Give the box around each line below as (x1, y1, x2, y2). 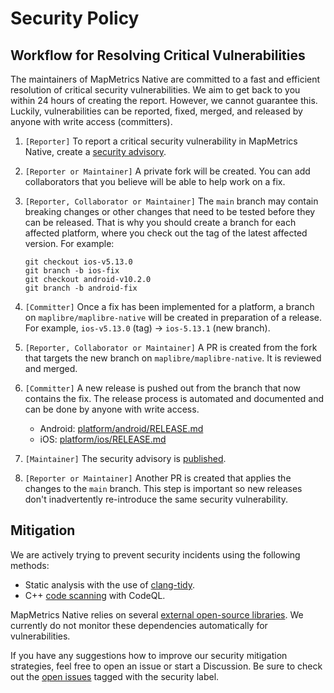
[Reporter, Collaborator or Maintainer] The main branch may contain (24, 195, 319, 207)
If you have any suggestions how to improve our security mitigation (10, 649, 288, 661)
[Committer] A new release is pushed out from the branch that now (24, 382, 302, 394)
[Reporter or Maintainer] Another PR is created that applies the (24, 472, 292, 484)
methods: (10, 559, 50, 571)
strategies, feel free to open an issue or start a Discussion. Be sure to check (10, 660, 323, 672)
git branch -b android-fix (24, 283, 138, 293)
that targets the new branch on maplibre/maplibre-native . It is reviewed (24, 352, 322, 364)
